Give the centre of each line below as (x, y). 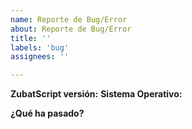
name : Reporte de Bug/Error (69, 19)
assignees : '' (40, 57)
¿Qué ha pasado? (47, 113)
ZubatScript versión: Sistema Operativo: (96, 94)
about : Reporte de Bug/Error (71, 29)
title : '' (31, 38)
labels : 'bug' (40, 47)
